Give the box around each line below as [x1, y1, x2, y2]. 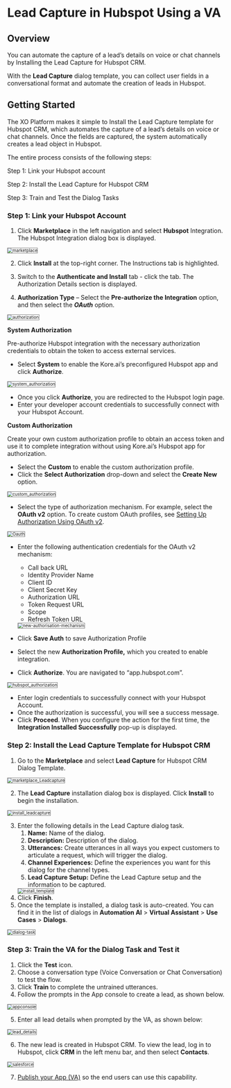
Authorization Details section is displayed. [17, 280, 137, 289]
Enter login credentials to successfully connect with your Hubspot [17, 694, 206, 702]
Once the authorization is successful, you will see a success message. [17, 708, 219, 717]
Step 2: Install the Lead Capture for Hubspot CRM [7, 180, 149, 188]
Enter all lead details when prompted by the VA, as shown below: [17, 1015, 203, 1023]
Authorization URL [27, 593, 80, 602]
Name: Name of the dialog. [27, 829, 105, 838]
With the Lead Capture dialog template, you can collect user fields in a [7, 71, 209, 80]
